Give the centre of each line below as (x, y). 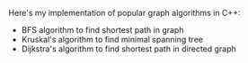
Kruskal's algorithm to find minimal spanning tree (112, 39)
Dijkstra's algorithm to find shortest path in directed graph (129, 49)
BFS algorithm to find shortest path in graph (102, 30)
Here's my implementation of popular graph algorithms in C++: (124, 13)
